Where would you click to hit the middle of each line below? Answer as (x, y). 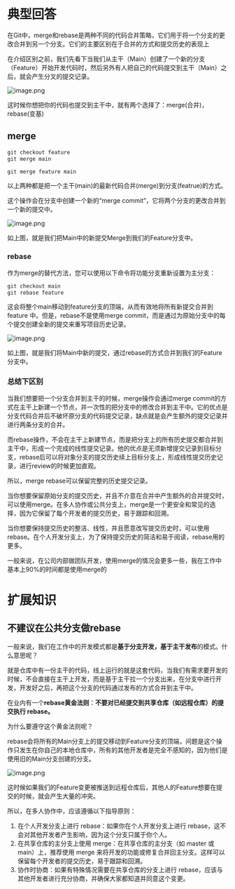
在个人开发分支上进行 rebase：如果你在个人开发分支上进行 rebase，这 (119, 826)
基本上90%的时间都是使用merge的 (57, 569)
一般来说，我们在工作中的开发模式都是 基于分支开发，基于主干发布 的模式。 (114, 646)
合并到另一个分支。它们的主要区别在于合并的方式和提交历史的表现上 (111, 44)
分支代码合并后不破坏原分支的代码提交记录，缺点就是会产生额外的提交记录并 (117, 415)
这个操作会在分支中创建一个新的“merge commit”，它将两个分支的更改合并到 (116, 201)
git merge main (29, 159)
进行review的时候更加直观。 (59, 466)
